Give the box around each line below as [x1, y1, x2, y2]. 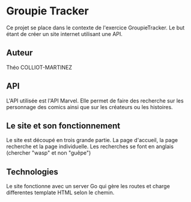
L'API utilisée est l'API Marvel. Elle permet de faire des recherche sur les [6, 97, 184, 104]
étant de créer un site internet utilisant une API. [6, 30, 123, 37]
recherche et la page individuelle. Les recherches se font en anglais [6, 143, 174, 150]
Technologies [6, 167, 59, 177]
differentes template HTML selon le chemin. [6, 189, 115, 196]
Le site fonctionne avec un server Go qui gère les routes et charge [6, 183, 170, 190]
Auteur [6, 48, 33, 58]
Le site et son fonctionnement [6, 120, 121, 131]
